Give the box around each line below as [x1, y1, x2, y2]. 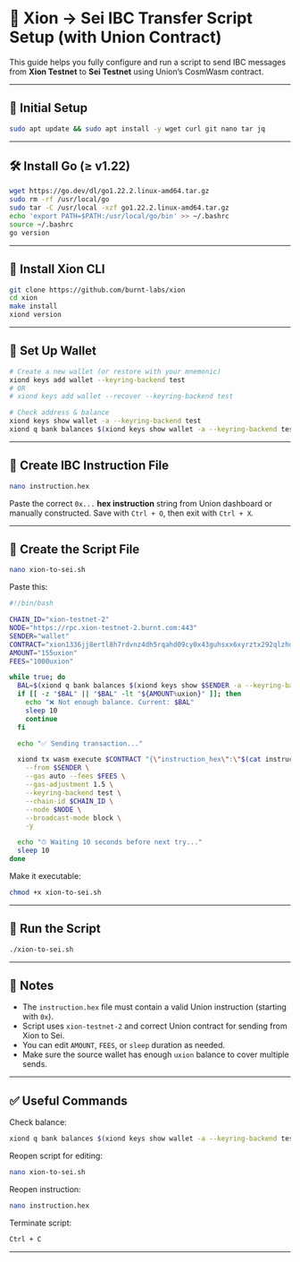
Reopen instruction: [9, 1183, 82, 1194]
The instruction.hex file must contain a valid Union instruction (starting [21, 1002, 287, 1012]
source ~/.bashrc [9, 219, 74, 229]
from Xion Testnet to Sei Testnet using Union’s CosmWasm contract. [9, 66, 264, 77]
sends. [21, 1059, 47, 1070]
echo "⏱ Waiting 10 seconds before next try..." [17, 838, 203, 847]
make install [9, 302, 58, 311]
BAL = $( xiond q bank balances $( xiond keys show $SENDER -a [17, 681, 242, 690]
